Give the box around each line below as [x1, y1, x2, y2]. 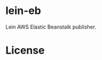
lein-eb [5, 4, 42, 17]
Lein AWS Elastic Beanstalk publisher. [5, 23, 97, 30]
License [5, 44, 45, 57]
